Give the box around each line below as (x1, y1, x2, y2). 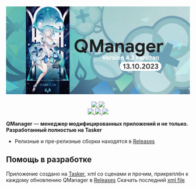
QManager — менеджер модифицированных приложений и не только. (6, 120, 188, 127)
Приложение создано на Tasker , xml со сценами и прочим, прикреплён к (6, 170, 188, 177)
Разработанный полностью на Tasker (6, 126, 102, 133)
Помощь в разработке (6, 154, 92, 164)
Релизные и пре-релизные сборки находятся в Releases (14, 138, 155, 145)
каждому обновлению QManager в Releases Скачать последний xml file (6, 176, 185, 183)
